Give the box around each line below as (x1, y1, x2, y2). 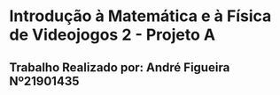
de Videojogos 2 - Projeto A (9, 25, 215, 45)
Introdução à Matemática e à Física (9, 6, 272, 26)
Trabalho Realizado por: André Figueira (9, 60, 230, 75)
